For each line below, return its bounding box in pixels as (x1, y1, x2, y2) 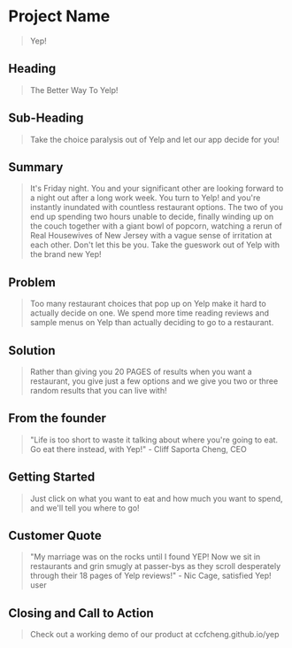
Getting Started (8, 470, 96, 485)
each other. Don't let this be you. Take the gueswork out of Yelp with (29, 239, 280, 250)
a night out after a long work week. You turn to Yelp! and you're (29, 192, 261, 203)
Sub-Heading (8, 111, 84, 126)
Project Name (8, 6, 111, 27)
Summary (8, 160, 64, 175)
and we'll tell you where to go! (29, 503, 140, 513)
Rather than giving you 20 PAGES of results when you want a (29, 366, 253, 377)
